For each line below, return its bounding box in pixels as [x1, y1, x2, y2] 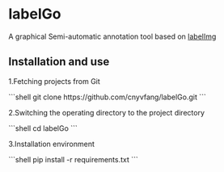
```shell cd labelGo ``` [8, 123, 78, 133]
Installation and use [8, 55, 110, 69]
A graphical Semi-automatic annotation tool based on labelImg [8, 31, 217, 41]
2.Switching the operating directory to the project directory [8, 107, 205, 117]
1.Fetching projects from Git [8, 76, 101, 86]
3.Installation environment [8, 139, 95, 149]
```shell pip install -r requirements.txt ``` [8, 154, 139, 164]
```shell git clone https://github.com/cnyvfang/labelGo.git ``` [8, 92, 206, 102]
